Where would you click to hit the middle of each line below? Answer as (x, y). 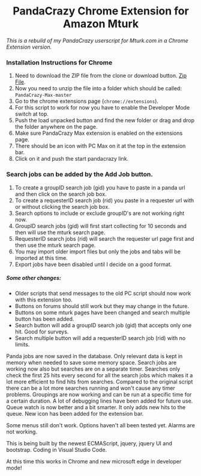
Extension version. (29, 47)
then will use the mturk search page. (60, 232)
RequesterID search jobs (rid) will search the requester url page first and (104, 238)
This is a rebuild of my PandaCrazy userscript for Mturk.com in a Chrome (97, 40)
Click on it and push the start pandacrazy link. (72, 159)
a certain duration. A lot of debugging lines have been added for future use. (100, 401)
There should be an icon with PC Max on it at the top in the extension (100, 146)
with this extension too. (44, 300)
